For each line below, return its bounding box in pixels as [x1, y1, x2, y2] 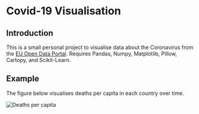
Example [6, 73, 39, 84]
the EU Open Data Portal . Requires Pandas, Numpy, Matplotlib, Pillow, [6, 50, 177, 57]
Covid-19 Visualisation [6, 4, 121, 18]
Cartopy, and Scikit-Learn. [6, 57, 71, 63]
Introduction [6, 28, 54, 38]
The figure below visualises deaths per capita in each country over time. [6, 90, 184, 97]
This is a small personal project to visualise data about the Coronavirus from [6, 44, 194, 51]
